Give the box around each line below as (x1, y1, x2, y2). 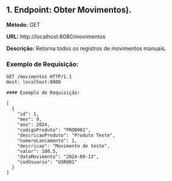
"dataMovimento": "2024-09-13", (17, 154, 99, 160)
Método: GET (6, 21, 41, 28)
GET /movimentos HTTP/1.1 (6, 74, 72, 80)
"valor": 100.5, (17, 149, 59, 155)
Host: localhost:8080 (6, 79, 61, 85)
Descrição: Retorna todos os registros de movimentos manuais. (6, 44, 167, 52)
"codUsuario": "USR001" (17, 159, 78, 165)
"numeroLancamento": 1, (17, 138, 78, 144)
